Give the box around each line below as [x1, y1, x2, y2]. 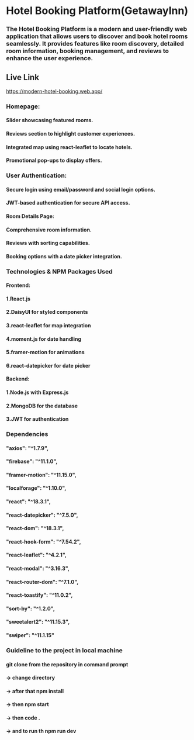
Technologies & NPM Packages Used [6, 267, 113, 275]
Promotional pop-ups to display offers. [6, 157, 102, 164]
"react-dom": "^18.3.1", [6, 525, 64, 532]
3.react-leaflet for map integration [6, 322, 92, 328]
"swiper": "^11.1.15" [6, 631, 54, 638]
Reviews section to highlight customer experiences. [6, 130, 136, 137]
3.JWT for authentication [6, 416, 69, 423]
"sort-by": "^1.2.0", [6, 605, 56, 612]
